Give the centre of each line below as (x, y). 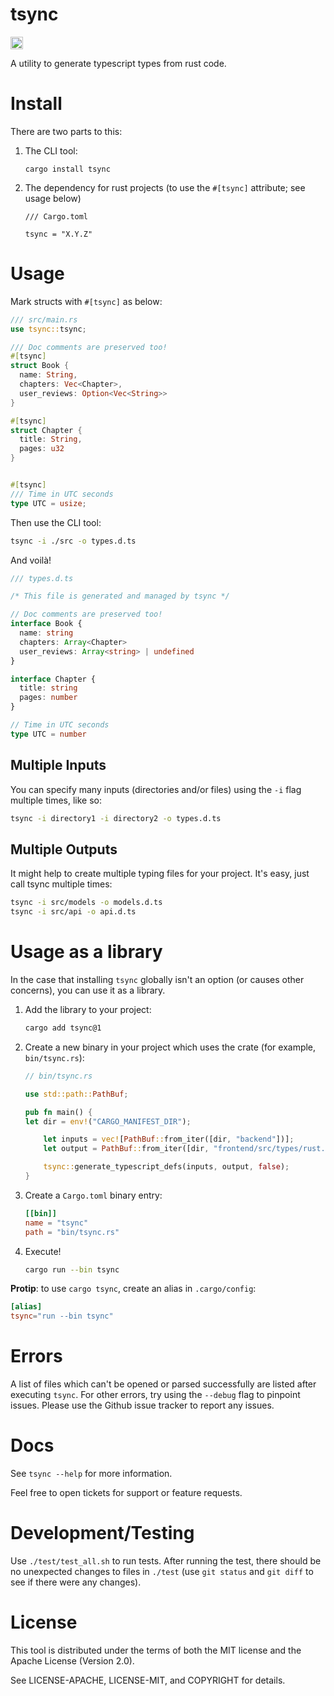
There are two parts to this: (66, 131)
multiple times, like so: (56, 800)
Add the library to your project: (88, 1009)
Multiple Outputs (64, 849)
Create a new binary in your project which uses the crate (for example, (170, 1047)
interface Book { (46, 624)
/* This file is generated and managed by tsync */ (120, 596)
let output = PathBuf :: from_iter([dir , (126, 1149)
